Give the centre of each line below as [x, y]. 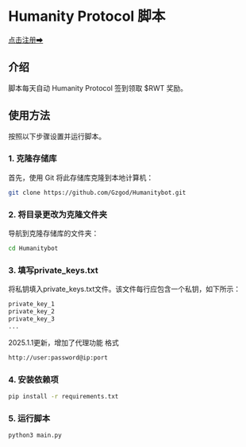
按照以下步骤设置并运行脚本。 [57, 136]
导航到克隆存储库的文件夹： [54, 233]
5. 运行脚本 [29, 418]
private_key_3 [32, 319]
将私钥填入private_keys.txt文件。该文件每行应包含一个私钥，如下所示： [125, 289]
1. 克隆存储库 [33, 158]
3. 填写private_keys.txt [54, 270]
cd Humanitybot [33, 249]
